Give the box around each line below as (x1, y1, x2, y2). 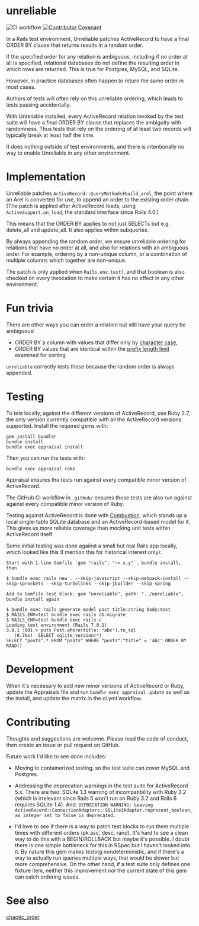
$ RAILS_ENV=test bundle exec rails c (6, 617, 102, 623)
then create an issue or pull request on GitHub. (6, 741, 120, 748)
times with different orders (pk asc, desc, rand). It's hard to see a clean (14, 829, 188, 836)
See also (6, 893, 49, 907)
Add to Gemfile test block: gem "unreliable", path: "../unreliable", (6, 591, 184, 597)
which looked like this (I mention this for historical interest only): (6, 548, 162, 555)
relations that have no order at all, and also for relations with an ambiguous (6, 244, 188, 251)
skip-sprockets (6, 581, 44, 587)
